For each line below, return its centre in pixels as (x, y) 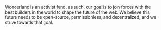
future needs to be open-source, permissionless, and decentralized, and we (81, 17)
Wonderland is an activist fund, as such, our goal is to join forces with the (78, 7)
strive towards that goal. (29, 22)
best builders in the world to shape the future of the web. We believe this (77, 12)
